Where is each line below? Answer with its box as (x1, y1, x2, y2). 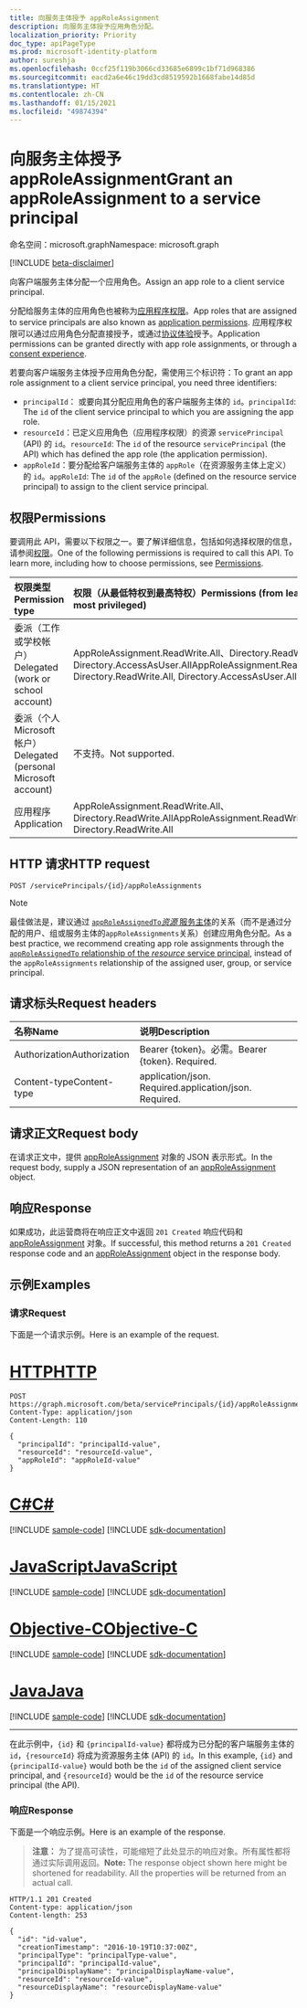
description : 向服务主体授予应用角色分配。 (9, 22, 158, 31)
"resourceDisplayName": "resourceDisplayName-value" (17, 1982, 223, 1992)
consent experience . (9, 348, 87, 359)
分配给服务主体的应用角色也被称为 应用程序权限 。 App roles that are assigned (9, 305, 297, 316)
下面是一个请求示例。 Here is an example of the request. (9, 1328, 219, 1339)
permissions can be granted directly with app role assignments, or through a (9, 339, 297, 350)
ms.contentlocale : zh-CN (9, 90, 104, 99)
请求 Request (9, 1306, 67, 1319)
